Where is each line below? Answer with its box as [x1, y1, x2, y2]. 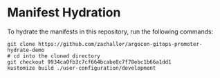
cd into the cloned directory [13, 53, 100, 60]
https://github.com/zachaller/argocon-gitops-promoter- [37, 40, 203, 47]
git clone [7, 40, 36, 47]
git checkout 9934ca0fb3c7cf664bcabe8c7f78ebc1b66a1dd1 [7, 58, 172, 66]
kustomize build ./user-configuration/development [7, 64, 156, 71]
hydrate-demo [7, 47, 45, 53]
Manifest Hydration [7, 5, 121, 21]
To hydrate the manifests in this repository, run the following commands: [7, 27, 214, 36]
